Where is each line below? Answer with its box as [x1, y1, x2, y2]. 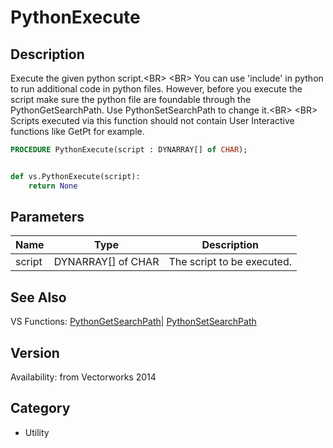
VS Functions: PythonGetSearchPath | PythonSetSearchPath [10, 316, 257, 328]
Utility [24, 426, 50, 438]
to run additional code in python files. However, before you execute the [10, 83, 303, 95]
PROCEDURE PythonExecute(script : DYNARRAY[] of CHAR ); [10, 145, 248, 155]
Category [10, 400, 71, 417]
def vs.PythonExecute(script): [10, 171, 141, 181]
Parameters [10, 209, 85, 226]
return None [28, 181, 78, 191]
